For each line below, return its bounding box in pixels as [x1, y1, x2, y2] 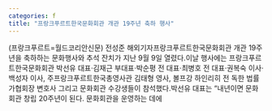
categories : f [8, 11, 57, 20]
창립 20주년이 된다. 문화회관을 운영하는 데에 [23, 93, 162, 103]
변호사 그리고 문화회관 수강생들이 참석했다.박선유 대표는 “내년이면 [36, 83, 244, 93]
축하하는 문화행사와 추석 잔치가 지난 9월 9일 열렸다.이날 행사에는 [23, 53, 227, 62]
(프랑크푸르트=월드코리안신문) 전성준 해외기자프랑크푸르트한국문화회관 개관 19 [8, 42, 257, 53]
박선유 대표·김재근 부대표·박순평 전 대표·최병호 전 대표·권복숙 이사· [56, 62, 264, 73]
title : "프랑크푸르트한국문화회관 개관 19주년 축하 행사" [8, 19, 175, 28]
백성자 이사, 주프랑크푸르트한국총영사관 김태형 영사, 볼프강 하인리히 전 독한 [8, 73, 245, 83]
